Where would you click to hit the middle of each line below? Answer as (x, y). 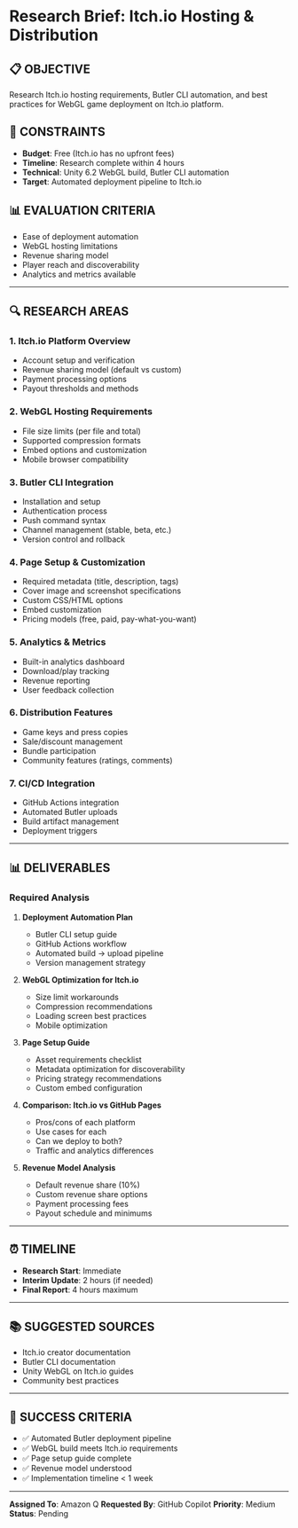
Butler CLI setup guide (76, 934)
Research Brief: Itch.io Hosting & (132, 16)
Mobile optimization (71, 1025)
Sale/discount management (72, 741)
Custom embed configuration (89, 1087)
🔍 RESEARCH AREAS (69, 312)
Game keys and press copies (75, 732)
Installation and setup (61, 501)
